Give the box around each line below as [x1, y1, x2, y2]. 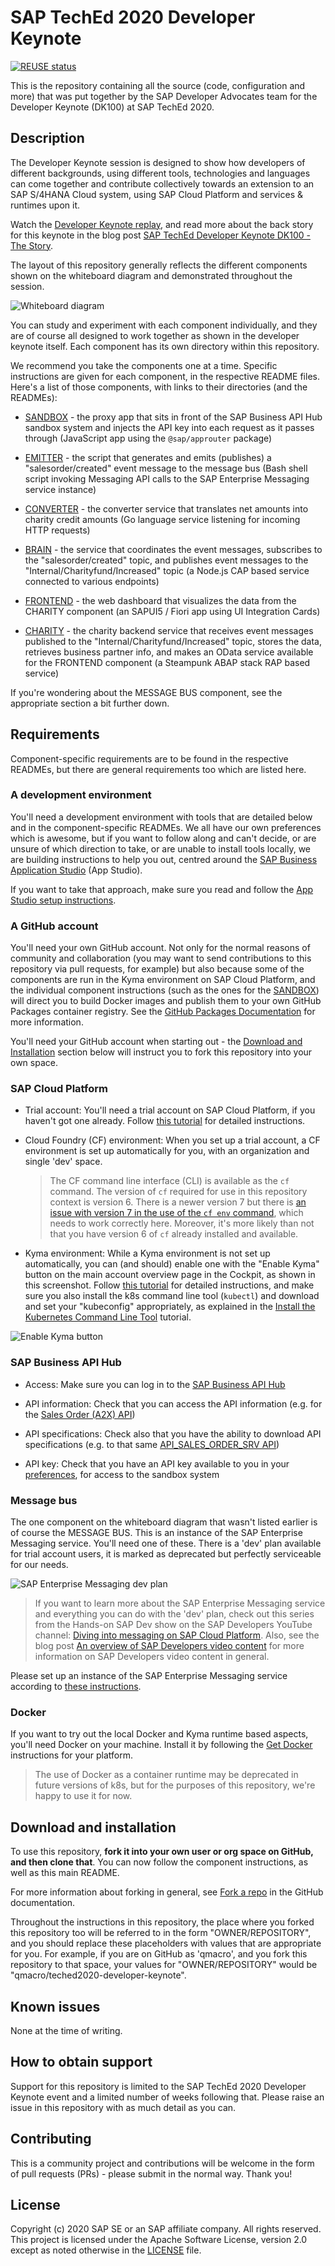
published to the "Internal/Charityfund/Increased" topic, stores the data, [24, 635, 322, 647]
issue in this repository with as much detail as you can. [10, 2101, 237, 2113]
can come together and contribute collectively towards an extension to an [10, 177, 315, 190]
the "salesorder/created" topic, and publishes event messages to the [24, 554, 309, 566]
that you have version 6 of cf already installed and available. [49, 1228, 299, 1240]
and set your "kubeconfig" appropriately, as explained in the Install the [24, 1301, 316, 1313]
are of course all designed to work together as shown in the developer [10, 329, 300, 341]
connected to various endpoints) [24, 575, 160, 587]
